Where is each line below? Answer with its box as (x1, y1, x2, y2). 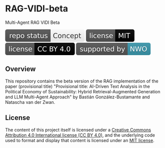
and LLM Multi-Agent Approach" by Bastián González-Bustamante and (5, 94, 150, 100)
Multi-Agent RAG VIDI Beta (5, 19, 60, 25)
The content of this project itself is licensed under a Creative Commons (5, 127, 152, 133)
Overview (5, 65, 36, 74)
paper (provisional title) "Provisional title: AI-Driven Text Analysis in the (5, 83, 150, 89)
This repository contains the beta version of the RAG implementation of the (5, 78, 159, 84)
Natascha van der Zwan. (5, 99, 56, 105)
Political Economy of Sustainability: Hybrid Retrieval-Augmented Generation (5, 88, 161, 94)
